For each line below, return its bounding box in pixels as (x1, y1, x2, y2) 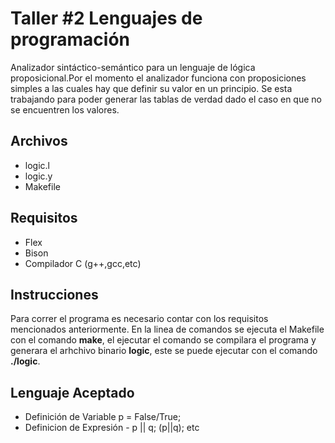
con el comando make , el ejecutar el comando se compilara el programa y (10, 334, 317, 346)
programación (10, 28, 130, 51)
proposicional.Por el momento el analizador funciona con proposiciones (10, 72, 307, 84)
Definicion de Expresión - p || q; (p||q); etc (24, 422, 200, 434)
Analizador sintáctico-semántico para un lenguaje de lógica (10, 61, 256, 73)
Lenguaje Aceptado (10, 384, 135, 401)
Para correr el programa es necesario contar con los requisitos (10, 313, 269, 325)
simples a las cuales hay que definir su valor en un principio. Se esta (10, 82, 293, 94)
